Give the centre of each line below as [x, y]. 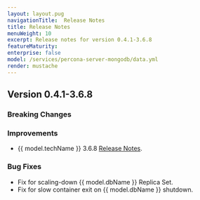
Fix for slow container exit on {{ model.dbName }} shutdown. [105, 189]
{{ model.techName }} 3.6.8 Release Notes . [80, 149]
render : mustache [33, 66]
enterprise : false [34, 53]
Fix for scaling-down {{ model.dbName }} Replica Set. [95, 182]
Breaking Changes [40, 114]
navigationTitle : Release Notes [56, 20]
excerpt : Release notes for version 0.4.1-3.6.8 [80, 40]
